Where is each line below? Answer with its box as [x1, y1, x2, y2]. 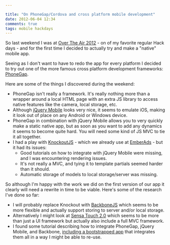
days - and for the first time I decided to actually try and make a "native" [5, 45, 156, 51]
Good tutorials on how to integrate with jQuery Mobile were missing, [20, 150, 163, 156]
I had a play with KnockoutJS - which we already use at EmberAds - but [12, 139, 163, 145]
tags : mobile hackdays [5, 26, 53, 31]
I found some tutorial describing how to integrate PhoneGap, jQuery [12, 223, 155, 229]
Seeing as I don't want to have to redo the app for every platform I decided [5, 60, 161, 66]
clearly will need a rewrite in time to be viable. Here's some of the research [5, 187, 162, 193]
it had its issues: [12, 145, 47, 151]
